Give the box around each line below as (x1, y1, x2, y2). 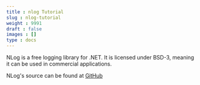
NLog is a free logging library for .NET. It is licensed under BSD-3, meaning (6, 54, 195, 61)
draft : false (6, 25, 43, 32)
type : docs (6, 37, 36, 43)
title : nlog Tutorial (6, 8, 64, 15)
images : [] (6, 32, 36, 38)
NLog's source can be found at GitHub (6, 72, 103, 79)
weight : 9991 (6, 20, 43, 26)
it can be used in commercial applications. (6, 60, 112, 67)
